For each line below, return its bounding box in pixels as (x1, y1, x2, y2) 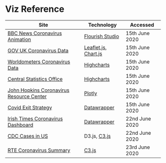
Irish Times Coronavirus (7, 115, 63, 122)
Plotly (83, 90, 97, 97)
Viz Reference (5, 3, 65, 15)
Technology (88, 21, 117, 28)
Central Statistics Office (7, 75, 63, 82)
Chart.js (83, 50, 102, 57)
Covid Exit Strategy (7, 104, 52, 111)
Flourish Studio (83, 33, 120, 40)
